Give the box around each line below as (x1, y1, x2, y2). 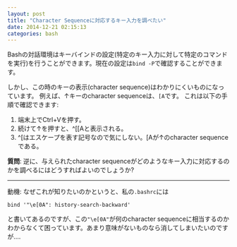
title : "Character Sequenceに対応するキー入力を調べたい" (7, 17, 166, 24)
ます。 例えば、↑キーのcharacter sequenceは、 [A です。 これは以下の (19, 92, 222, 100)
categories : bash (7, 30, 59, 37)
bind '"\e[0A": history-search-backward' (7, 202, 131, 209)
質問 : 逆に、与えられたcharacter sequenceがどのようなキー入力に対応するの (7, 157, 230, 166)
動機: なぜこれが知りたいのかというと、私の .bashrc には (7, 188, 169, 196)
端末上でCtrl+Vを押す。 (17, 116, 86, 124)
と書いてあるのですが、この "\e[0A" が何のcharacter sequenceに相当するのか (7, 215, 230, 223)
